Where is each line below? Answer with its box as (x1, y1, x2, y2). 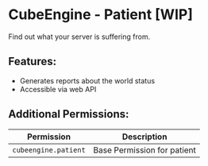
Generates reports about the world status (19, 75, 156, 85)
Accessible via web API (19, 84, 97, 94)
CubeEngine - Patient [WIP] (8, 6, 193, 24)
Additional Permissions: (8, 107, 129, 121)
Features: (8, 55, 57, 68)
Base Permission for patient (93, 145, 197, 156)
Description (121, 131, 168, 142)
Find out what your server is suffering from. (8, 32, 151, 41)
